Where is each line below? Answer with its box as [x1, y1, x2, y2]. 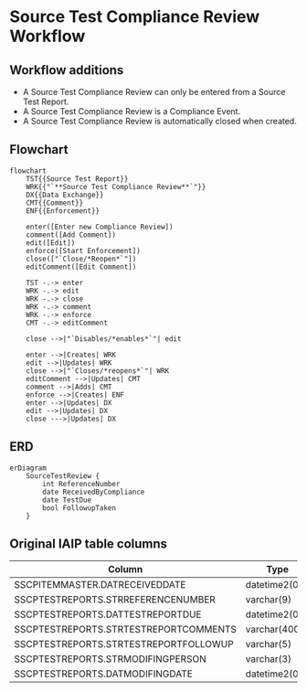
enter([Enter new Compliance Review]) [26, 222, 174, 231]
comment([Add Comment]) [26, 230, 117, 240]
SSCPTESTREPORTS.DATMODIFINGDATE [14, 667, 194, 680]
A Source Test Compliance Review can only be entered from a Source [22, 87, 286, 97]
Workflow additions [9, 62, 124, 78]
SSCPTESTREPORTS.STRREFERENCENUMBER [14, 593, 217, 606]
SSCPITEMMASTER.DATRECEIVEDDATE [14, 579, 186, 591]
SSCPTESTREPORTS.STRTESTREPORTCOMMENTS [14, 623, 238, 636]
